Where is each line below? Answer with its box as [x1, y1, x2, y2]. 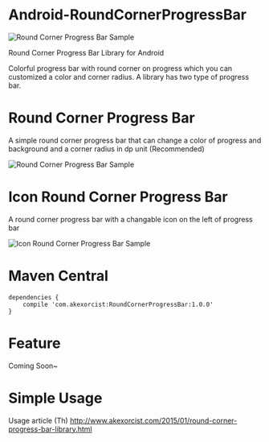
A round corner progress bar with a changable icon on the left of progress [8, 214, 253, 224]
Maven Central [8, 267, 108, 285]
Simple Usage [8, 389, 103, 407]
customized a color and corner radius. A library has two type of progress [8, 72, 250, 81]
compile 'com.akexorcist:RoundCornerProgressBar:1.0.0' [22, 300, 214, 308]
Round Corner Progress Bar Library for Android [8, 48, 165, 57]
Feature [8, 334, 61, 352]
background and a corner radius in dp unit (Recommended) [8, 143, 205, 154]
